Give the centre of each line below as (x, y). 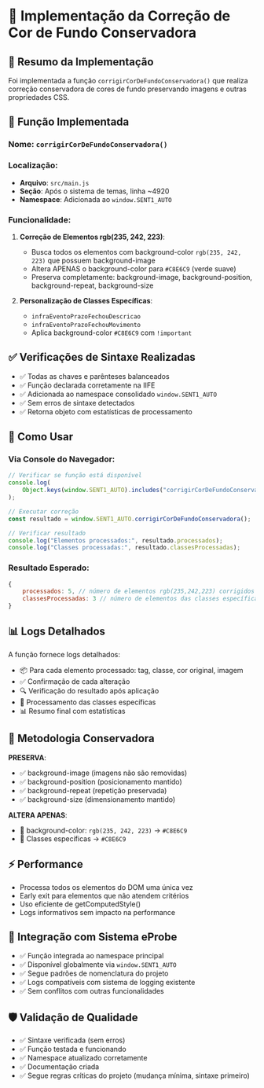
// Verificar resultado (47, 533)
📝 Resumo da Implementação (81, 62)
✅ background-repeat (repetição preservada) (93, 790)
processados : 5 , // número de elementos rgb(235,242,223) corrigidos (139, 592)
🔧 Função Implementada (69, 122)
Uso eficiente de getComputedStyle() (80, 904)
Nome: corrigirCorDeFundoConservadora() (88, 145)
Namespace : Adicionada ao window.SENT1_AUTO (96, 199)
